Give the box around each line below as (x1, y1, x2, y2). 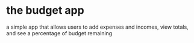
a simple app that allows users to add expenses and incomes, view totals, (6, 23, 189, 30)
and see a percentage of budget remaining (6, 29, 113, 36)
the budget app (6, 4, 84, 17)
